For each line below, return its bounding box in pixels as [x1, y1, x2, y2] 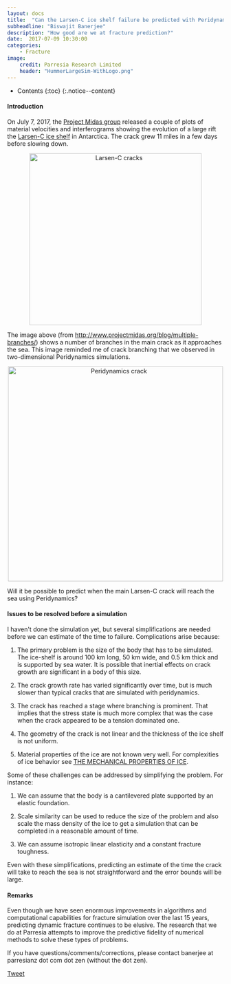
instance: [7, 778, 34, 786]
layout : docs [7, 10, 45, 17]
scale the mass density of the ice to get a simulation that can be [16, 819, 199, 827]
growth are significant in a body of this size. [16, 668, 142, 676]
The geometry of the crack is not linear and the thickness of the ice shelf [16, 730, 224, 738]
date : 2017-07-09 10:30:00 [7, 36, 88, 43]
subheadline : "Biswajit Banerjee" [7, 23, 107, 30]
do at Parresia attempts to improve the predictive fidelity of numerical [7, 928, 204, 937]
